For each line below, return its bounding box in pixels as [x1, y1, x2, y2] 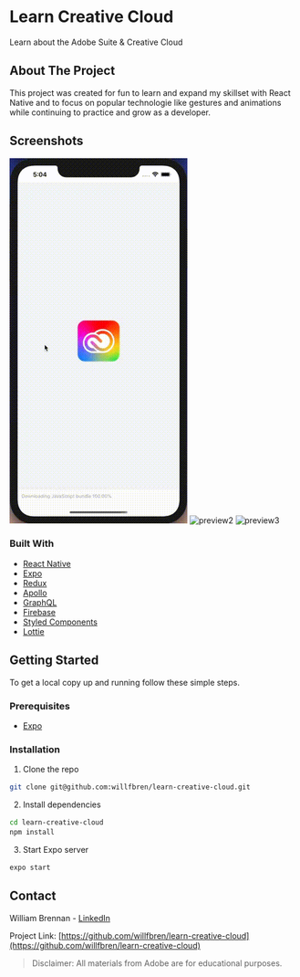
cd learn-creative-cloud [9, 818, 104, 827]
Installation [9, 742, 61, 755]
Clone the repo [22, 764, 79, 775]
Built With [9, 537, 55, 550]
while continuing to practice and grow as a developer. [9, 107, 212, 118]
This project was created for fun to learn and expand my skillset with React [9, 87, 291, 98]
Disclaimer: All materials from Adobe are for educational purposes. [31, 957, 283, 969]
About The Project [9, 63, 116, 79]
